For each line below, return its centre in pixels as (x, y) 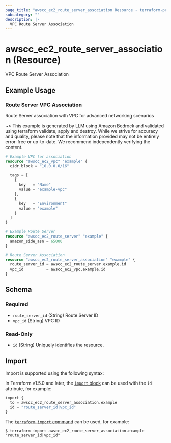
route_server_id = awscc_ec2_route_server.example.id (68, 264)
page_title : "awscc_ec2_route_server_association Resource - (72, 10)
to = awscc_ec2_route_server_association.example (63, 402)
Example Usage (31, 90)
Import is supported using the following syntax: (55, 373)
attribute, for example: (28, 388)
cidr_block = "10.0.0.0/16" (40, 166)
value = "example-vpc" (43, 189)
